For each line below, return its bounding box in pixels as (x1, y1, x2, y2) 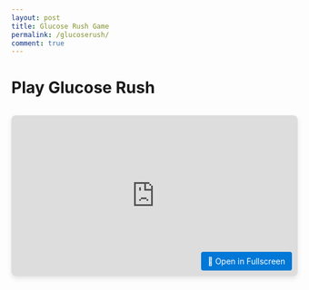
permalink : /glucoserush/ (11, 30, 109, 39)
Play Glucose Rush (11, 78, 155, 98)
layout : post (11, 13, 61, 23)
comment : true (11, 38, 65, 48)
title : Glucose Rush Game (11, 22, 109, 31)
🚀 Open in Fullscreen (207, 256, 285, 266)
